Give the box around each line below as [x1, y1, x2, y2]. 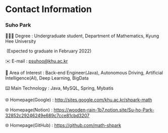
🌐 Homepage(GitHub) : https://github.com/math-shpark [5, 122, 122, 128]
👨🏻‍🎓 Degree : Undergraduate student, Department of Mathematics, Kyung [5, 33, 159, 39]
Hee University [5, 38, 36, 44]
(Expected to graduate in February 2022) [6, 48, 92, 54]
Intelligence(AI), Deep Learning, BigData [5, 75, 89, 81]
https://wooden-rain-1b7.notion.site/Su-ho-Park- [53, 107, 154, 113]
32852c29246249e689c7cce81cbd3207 [5, 112, 90, 119]
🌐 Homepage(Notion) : [5, 107, 53, 113]
